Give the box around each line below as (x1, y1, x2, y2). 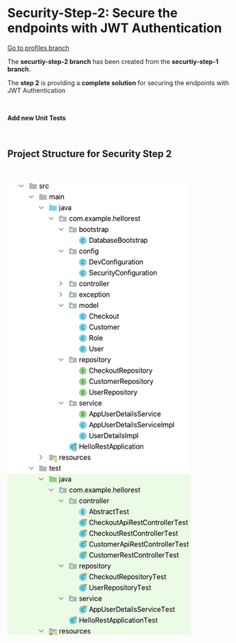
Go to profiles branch (7, 43, 69, 52)
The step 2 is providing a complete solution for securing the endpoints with (7, 78, 229, 87)
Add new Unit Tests (7, 114, 66, 122)
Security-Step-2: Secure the (7, 5, 178, 21)
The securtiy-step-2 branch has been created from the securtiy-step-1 (7, 57, 219, 65)
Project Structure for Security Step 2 (7, 148, 172, 160)
